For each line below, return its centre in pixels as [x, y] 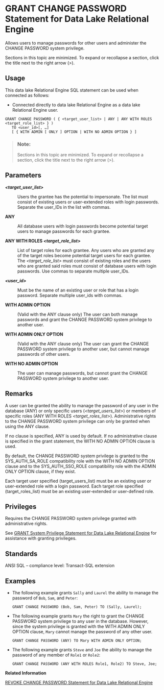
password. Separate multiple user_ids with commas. [70, 295]
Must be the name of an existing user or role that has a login [78, 290]
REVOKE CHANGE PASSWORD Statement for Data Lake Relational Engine [79, 683]
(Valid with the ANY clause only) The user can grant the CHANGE [83, 344]
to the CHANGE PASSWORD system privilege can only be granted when [78, 421]
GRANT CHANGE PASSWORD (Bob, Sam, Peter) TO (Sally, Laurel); [77, 607]
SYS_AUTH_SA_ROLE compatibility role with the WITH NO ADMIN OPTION [80, 461]
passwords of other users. [44, 354]
